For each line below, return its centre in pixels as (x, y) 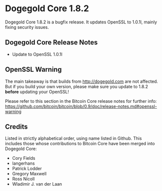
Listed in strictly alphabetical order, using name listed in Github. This (73, 138)
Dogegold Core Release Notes (52, 43)
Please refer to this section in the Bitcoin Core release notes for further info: (81, 101)
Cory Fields (24, 158)
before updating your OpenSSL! (37, 92)
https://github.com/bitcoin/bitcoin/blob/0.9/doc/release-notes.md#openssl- (81, 106)
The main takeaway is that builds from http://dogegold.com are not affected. (81, 81)
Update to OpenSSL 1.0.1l (37, 54)
